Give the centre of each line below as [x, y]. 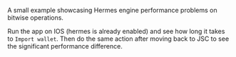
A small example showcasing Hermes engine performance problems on [112, 10]
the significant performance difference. [65, 46]
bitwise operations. [36, 18]
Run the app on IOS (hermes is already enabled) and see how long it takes [116, 31]
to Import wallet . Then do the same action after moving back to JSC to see [118, 39]
